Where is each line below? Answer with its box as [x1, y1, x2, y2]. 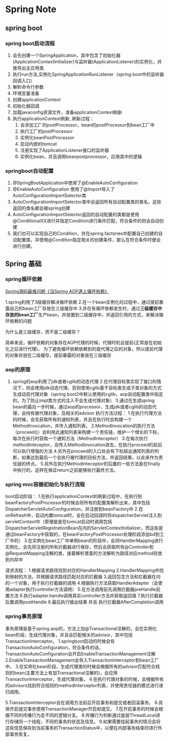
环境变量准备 [12, 90, 39, 96]
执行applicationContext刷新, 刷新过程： [12, 115, 94, 121]
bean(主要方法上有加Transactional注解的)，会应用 [14, 670, 118, 676]
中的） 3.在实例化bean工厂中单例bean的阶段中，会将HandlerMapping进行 [9, 538, 163, 544]
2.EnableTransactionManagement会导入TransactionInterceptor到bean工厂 [5, 657, 159, 663]
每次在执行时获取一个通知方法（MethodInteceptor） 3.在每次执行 [12, 435, 148, 441]
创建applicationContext [12, 96, 61, 102]
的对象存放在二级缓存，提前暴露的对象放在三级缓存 [5, 352, 111, 358]
